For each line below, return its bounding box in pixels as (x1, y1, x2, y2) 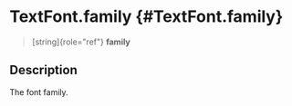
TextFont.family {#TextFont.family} (9, 6, 284, 27)
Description (9, 63, 78, 78)
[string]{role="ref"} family (31, 36, 130, 47)
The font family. (9, 86, 68, 97)
